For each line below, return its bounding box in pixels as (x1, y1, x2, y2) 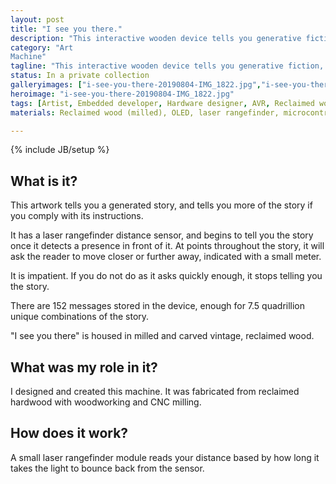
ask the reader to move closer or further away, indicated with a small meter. (10, 251, 322, 263)
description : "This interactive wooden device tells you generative (10, 33, 302, 43)
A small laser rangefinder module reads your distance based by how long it (10, 451, 320, 463)
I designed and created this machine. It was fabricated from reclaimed (10, 386, 300, 397)
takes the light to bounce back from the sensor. (10, 462, 205, 474)
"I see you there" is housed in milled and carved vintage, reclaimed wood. (10, 330, 315, 342)
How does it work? (10, 425, 129, 442)
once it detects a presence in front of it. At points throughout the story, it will (10, 240, 325, 252)
